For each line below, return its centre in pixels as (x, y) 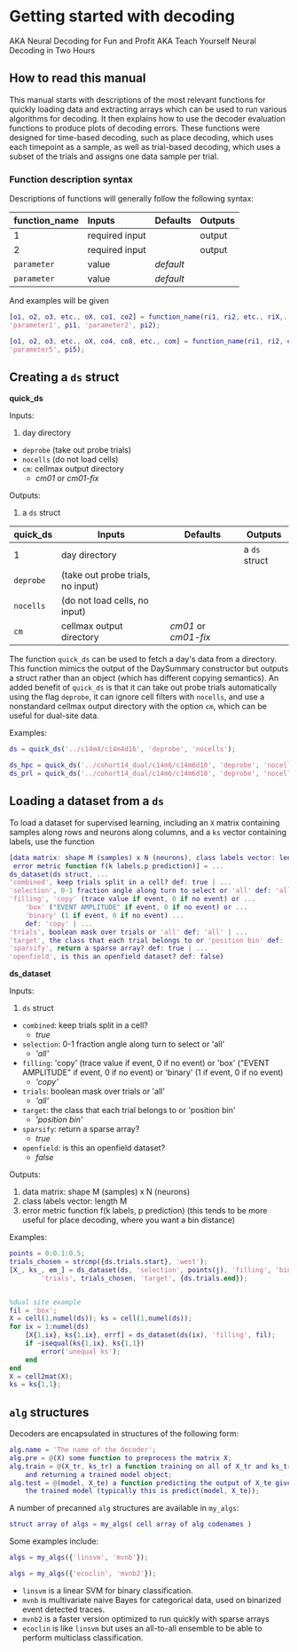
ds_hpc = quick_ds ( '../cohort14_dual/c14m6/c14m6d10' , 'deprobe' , (134, 765)
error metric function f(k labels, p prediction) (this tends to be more (145, 1211)
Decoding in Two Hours (52, 50)
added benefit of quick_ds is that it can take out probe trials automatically (143, 688)
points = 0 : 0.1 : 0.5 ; (47, 1253)
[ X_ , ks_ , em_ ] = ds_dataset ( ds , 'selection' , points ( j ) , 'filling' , (141, 1270)
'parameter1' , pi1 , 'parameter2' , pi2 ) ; (85, 325)
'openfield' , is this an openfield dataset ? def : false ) (117, 957)
